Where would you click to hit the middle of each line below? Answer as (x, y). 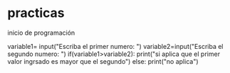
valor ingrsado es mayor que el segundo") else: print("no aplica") (103, 61)
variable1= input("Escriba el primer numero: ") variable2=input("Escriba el (115, 46)
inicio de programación (41, 33)
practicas (36, 13)
